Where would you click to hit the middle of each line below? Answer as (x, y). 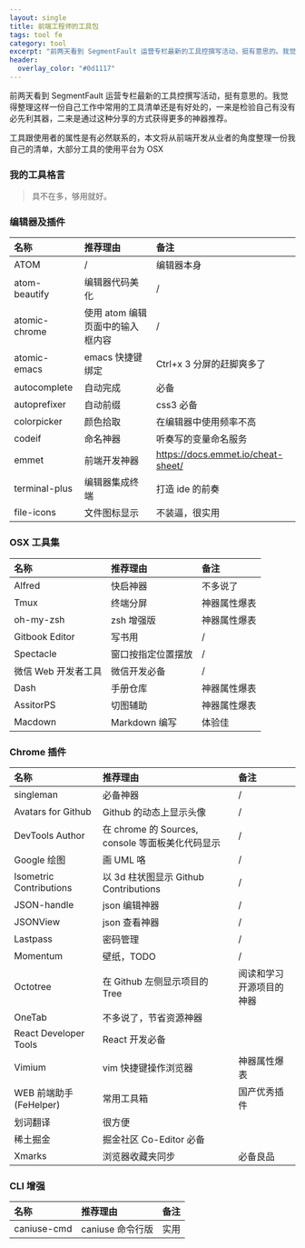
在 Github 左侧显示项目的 (155, 982)
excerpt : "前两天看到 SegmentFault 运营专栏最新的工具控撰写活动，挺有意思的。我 (149, 52)
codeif (28, 439)
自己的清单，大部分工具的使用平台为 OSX (87, 149)
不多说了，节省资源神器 (152, 1018)
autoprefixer (40, 404)
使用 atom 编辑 (116, 313)
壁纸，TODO (129, 957)
